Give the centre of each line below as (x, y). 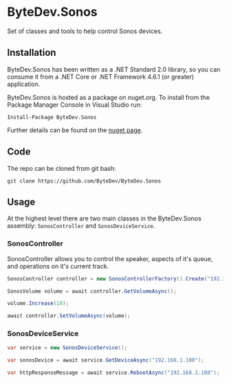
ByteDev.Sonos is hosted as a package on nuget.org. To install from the (109, 97)
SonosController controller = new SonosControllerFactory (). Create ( (107, 279)
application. (24, 84)
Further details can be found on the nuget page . (75, 130)
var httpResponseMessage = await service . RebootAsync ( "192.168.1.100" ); (113, 373)
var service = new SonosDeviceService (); (67, 348)
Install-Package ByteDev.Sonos (52, 117)
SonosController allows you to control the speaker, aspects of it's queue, (110, 258)
